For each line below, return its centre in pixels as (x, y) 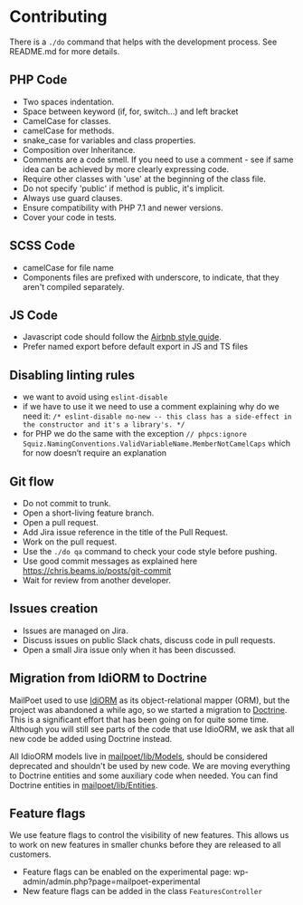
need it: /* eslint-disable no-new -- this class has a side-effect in (157, 416)
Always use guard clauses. (72, 197)
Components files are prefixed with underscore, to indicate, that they (151, 277)
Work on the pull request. (70, 542)
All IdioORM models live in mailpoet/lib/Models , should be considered (139, 756)
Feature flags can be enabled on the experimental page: (127, 872)
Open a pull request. (61, 522)
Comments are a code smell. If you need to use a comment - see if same (158, 159)
